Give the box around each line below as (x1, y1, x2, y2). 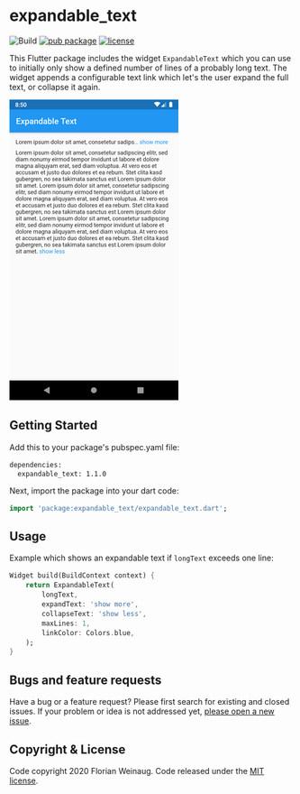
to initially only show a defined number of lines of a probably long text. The (9, 62, 287, 73)
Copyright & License (9, 742, 126, 757)
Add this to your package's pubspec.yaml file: (9, 441, 180, 452)
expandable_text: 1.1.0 (17, 469, 106, 478)
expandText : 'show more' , (41, 600, 140, 609)
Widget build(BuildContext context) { (9, 571, 155, 580)
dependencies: (9, 460, 63, 469)
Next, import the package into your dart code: (9, 485, 179, 496)
